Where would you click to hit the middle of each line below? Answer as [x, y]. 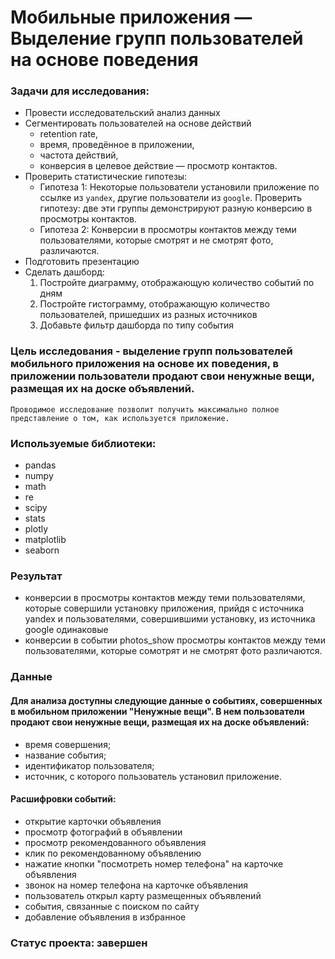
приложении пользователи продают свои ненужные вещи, [162, 376]
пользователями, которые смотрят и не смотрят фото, [156, 240]
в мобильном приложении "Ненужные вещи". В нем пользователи [157, 711]
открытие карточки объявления [93, 821]
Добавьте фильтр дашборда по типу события [137, 325]
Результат [36, 576]
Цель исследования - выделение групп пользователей [151, 351]
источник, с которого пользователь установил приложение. [153, 776]
